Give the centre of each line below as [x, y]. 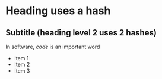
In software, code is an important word [53, 47]
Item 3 [22, 71]
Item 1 [21, 58]
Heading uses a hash [58, 11]
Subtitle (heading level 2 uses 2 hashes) [81, 33]
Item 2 [22, 64]
